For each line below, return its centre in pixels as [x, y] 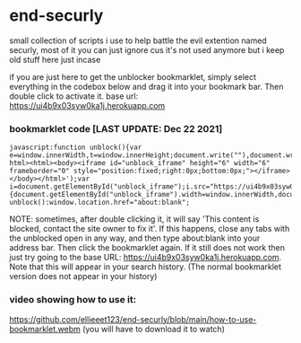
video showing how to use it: [73, 300]
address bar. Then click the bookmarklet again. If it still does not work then [147, 248]
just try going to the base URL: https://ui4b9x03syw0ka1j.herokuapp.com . [146, 258]
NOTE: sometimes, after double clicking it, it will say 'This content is [134, 219]
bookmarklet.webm [45, 329]
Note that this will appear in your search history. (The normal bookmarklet [146, 267]
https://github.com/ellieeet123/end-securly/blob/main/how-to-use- [133, 319]
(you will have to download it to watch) [154, 329]
